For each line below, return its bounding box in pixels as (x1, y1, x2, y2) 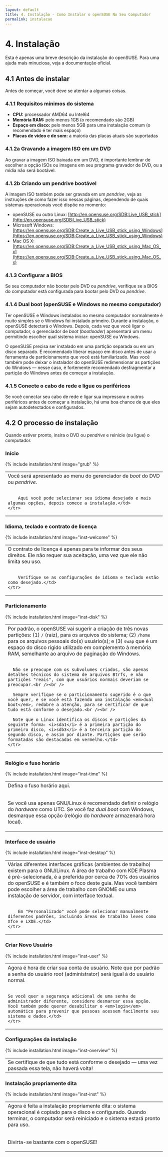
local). (7, 818, 22, 825)
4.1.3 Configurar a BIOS (5, 271, 63, 278)
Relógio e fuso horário (5, 759, 60, 766)
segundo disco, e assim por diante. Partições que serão (7, 731, 146, 737)
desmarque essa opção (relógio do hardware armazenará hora (7, 812, 155, 819)
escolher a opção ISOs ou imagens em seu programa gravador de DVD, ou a (5, 162, 162, 168)
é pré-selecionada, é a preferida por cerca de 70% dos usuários (7, 873, 160, 880)
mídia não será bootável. (5, 167, 56, 173)
